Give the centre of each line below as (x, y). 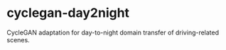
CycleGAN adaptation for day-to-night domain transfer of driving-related (113, 32)
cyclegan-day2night (68, 13)
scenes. (18, 39)
